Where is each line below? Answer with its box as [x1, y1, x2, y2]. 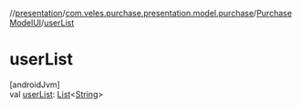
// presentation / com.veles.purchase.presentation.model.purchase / [9, 8, 257, 18]
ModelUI [9, 17, 42, 28]
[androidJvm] [9, 79, 61, 90]
